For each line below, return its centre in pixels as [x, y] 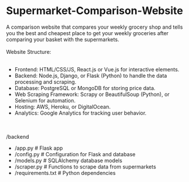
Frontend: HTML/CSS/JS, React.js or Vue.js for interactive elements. [97, 69]
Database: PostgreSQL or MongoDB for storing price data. [85, 88]
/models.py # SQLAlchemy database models [68, 160]
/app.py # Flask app [39, 148]
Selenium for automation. [45, 100]
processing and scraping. [45, 82]
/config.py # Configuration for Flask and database [75, 154]
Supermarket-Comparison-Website [95, 11]
